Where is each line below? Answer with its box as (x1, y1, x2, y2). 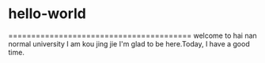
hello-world (8, 5, 87, 23)
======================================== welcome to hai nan (8, 31, 257, 40)
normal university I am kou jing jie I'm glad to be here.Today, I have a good (8, 39, 251, 48)
